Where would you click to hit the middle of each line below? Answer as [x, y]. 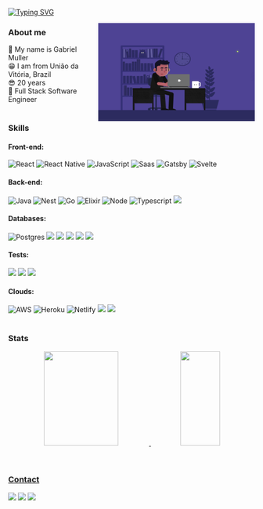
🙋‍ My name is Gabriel [43, 49]
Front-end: [26, 147]
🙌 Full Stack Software [43, 91]
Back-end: [25, 182]
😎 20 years [27, 83]
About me [27, 32]
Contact [24, 480]
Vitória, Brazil [30, 75]
